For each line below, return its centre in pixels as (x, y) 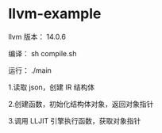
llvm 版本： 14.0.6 (37, 36)
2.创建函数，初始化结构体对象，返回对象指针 (81, 104)
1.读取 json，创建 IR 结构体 (52, 87)
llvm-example (55, 14)
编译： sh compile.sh (42, 53)
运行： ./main (30, 70)
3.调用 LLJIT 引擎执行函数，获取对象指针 (75, 120)
